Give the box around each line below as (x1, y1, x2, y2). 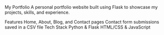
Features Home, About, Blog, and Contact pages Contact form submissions (4, 19, 160, 25)
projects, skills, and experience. (4, 9, 70, 15)
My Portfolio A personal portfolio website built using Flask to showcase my (4, 4, 158, 10)
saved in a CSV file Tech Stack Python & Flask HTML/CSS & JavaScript (4, 24, 151, 30)
